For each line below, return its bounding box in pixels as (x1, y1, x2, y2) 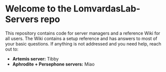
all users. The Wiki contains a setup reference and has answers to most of (5, 35, 158, 41)
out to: (5, 46, 19, 52)
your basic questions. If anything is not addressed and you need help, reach (5, 40, 162, 46)
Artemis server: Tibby (12, 55, 59, 61)
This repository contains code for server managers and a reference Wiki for (5, 30, 161, 36)
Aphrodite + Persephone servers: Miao (12, 61, 95, 67)
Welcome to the (5, 3, 72, 14)
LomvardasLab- (73, 3, 141, 14)
